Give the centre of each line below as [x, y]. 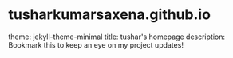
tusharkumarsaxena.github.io [110, 15]
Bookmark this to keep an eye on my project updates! [96, 44]
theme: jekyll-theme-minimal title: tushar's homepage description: [117, 37]
